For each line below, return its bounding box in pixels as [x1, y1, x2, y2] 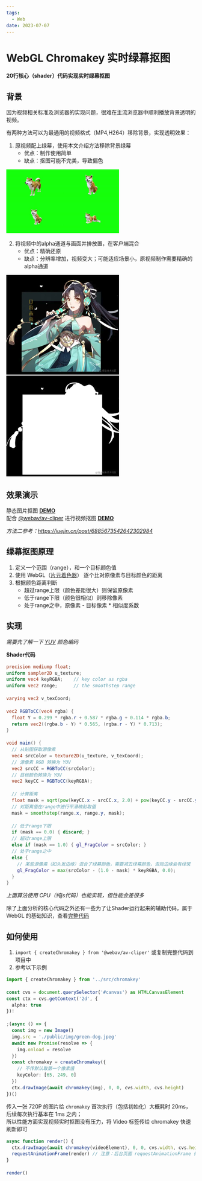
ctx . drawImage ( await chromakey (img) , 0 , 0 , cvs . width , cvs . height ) [11, 1084, 185, 1090]
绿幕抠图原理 [6, 547, 54, 557]
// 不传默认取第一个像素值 [17, 1066, 75, 1072]
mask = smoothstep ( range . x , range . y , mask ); [11, 810, 125, 816]
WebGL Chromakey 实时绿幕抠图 [6, 51, 171, 65]
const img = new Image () [11, 1028, 74, 1034]
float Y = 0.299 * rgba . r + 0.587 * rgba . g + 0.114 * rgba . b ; [11, 715, 171, 721]
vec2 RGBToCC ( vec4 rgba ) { [6, 708, 74, 715]
